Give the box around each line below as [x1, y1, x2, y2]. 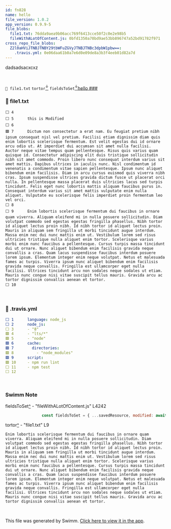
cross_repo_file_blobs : [5, 41, 56, 46]
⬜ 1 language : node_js [5, 317, 66, 322]
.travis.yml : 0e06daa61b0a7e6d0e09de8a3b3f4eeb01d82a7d [14, 50, 136, 55]
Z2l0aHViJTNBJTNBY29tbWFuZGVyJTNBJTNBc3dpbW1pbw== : [10, 45, 122, 51]
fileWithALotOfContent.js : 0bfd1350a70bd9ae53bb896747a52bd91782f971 [10, 36, 160, 41]
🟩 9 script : [5, 355, 44, 360]
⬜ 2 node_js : [5, 321, 46, 327]
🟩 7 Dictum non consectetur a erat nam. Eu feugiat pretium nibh [5, 129, 160, 134]
